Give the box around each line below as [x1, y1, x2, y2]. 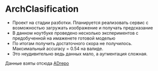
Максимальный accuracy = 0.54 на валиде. [12, 46, 104, 51]
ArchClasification [5, 3, 79, 15]
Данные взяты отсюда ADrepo [5, 60, 69, 66]
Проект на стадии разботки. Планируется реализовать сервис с [12, 20, 149, 25]
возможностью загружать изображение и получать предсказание [12, 24, 153, 30]
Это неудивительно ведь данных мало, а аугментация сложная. [12, 50, 148, 57]
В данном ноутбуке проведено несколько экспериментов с [12, 30, 139, 36]
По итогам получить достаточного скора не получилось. [12, 40, 132, 46]
